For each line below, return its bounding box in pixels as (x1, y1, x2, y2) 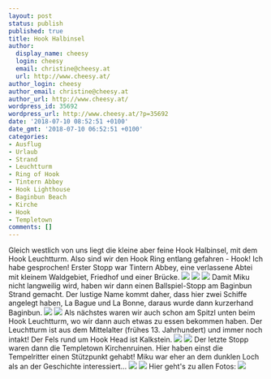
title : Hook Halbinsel (8, 34, 85, 43)
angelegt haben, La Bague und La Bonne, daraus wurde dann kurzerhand (8, 298, 254, 308)
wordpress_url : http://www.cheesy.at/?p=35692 (8, 110, 169, 118)
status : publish (8, 19, 63, 28)
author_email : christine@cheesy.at (8, 87, 129, 96)
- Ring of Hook (8, 170, 60, 179)
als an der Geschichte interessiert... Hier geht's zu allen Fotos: (8, 362, 237, 372)
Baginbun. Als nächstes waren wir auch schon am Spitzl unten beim (8, 308, 256, 317)
